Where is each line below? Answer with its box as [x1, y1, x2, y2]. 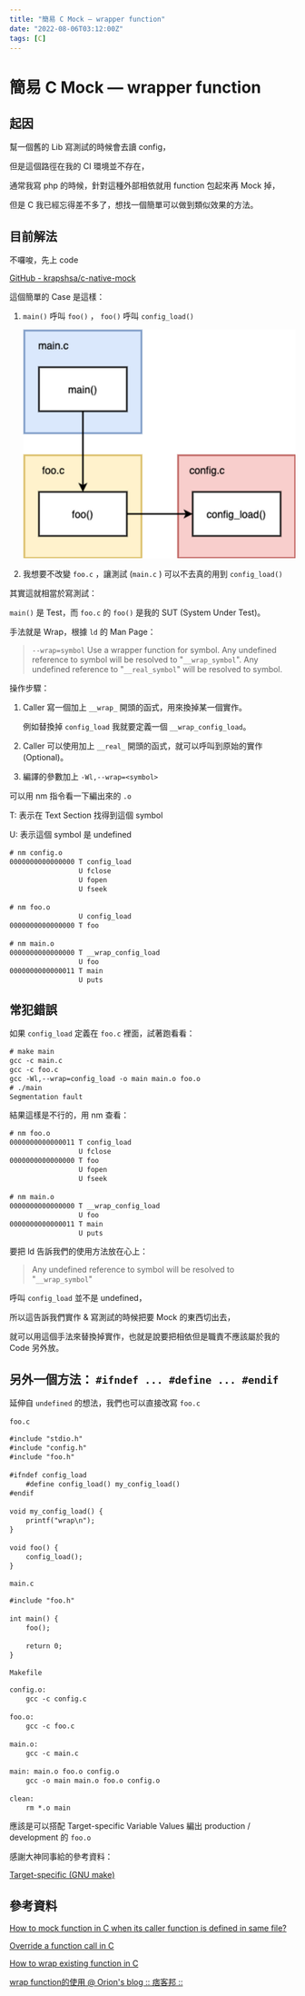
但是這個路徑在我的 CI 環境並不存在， [9, 161, 150, 172]
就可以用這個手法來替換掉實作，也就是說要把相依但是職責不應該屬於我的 [9, 1331, 280, 1342]
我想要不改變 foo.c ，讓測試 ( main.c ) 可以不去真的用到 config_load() [22, 568, 283, 579]
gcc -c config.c [25, 1694, 88, 1703]
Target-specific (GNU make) [9, 1870, 115, 1881]
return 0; [25, 1642, 64, 1651]
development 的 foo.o [9, 1832, 92, 1843]
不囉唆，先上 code [9, 254, 79, 265]
